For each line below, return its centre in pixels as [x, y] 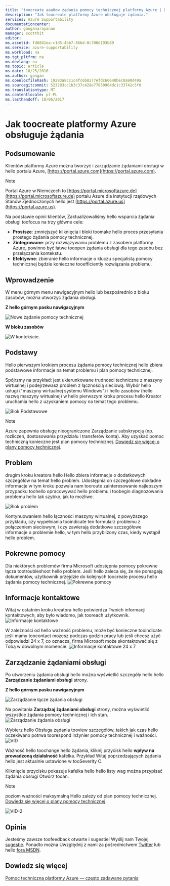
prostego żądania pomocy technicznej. [53, 237]
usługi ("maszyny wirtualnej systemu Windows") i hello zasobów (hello [79, 390]
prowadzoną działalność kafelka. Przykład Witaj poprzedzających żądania [83, 756]
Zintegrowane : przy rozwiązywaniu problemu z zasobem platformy [83, 243]
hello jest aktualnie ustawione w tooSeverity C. [54, 761]
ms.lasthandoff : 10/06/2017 [35, 99]
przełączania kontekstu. [37, 253]
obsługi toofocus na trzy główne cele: [45, 222]
